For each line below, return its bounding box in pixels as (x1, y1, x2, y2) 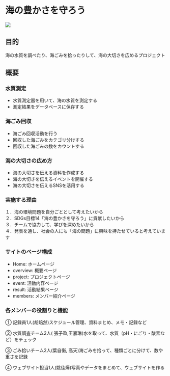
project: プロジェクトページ (12, 274, 70, 280)
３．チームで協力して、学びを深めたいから (5, 222, 94, 228)
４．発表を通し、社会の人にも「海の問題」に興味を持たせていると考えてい (5, 228, 161, 234)
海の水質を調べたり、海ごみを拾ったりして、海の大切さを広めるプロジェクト (5, 52, 165, 58)
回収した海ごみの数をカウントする (12, 143, 84, 149)
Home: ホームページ (12, 261, 55, 267)
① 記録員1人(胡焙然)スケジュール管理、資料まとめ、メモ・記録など (5, 319, 147, 325)
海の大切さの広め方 (5, 157, 52, 164)
